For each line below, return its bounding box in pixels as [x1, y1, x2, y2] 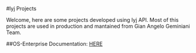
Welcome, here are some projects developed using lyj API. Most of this [6, 16, 179, 23]
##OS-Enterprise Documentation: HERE [6, 41, 103, 47]
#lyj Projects [6, 5, 37, 12]
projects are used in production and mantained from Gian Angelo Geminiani [6, 23, 191, 29]
